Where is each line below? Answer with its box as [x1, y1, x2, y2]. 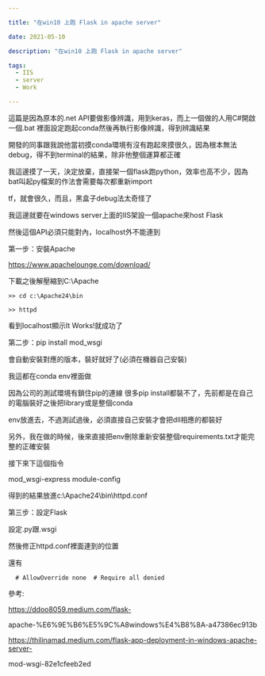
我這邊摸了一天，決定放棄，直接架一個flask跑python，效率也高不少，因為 [8, 166, 248, 176]
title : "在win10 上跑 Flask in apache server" [8, 18, 161, 26]
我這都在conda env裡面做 [8, 371, 92, 380]
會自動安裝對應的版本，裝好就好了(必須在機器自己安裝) [8, 354, 188, 364]
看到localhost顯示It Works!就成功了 [8, 320, 123, 330]
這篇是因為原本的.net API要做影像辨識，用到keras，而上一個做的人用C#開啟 [8, 113, 256, 123]
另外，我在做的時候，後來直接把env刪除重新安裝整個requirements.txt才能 [8, 431, 248, 441]
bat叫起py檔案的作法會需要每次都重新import [8, 176, 153, 186]
